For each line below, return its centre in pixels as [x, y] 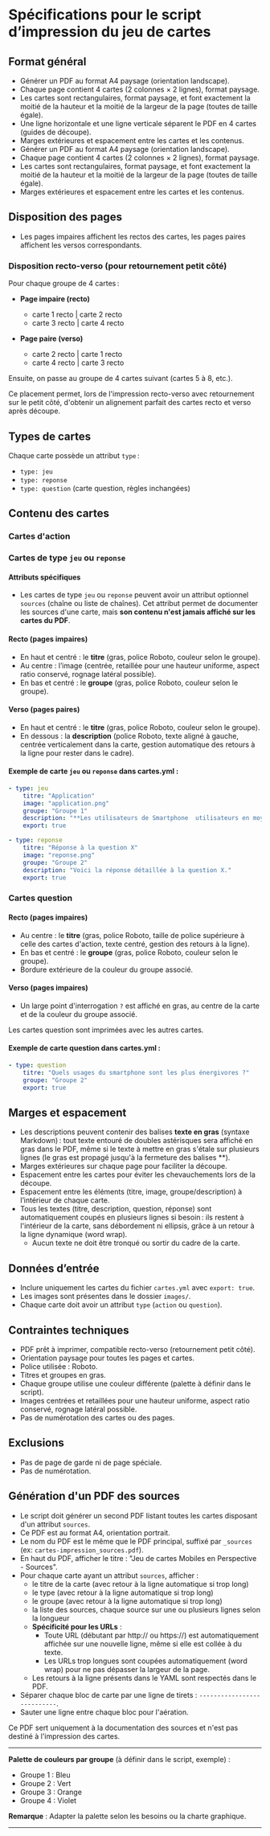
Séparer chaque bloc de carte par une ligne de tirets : [108, 1695]
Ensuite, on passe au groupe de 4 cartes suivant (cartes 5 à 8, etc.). [121, 379]
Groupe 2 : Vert [45, 1783]
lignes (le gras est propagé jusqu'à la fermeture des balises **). [125, 1158]
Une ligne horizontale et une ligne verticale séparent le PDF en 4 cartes [138, 123]
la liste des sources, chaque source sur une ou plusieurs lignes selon [146, 1609]
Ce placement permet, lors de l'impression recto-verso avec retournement [131, 394]
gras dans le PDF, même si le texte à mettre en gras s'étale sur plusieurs [139, 1149]
